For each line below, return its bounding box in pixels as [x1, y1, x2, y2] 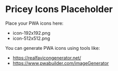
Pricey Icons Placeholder [5, 4, 113, 15]
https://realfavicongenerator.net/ [12, 54, 81, 61]
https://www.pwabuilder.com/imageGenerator [12, 60, 109, 66]
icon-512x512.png [12, 35, 50, 41]
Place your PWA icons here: [5, 20, 64, 26]
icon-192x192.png [12, 30, 51, 36]
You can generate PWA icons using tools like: [5, 45, 100, 51]
